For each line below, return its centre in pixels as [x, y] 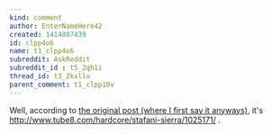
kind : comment [36, 18]
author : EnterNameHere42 [56, 26]
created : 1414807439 [48, 34]
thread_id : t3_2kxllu [50, 76]
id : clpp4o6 [32, 43]
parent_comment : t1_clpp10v [62, 85]
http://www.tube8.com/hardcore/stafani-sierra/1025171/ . [115, 120]
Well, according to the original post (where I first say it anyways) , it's [136, 110]
